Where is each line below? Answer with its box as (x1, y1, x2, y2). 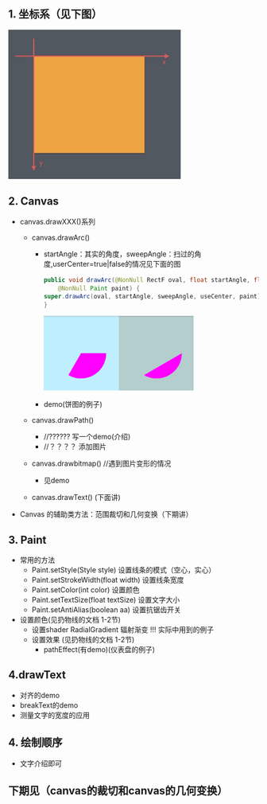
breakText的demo (19, 700, 79, 710)
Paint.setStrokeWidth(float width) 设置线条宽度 (31, 575, 184, 584)
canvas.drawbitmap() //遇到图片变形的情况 (31, 459, 172, 468)
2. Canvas (8, 194, 60, 209)
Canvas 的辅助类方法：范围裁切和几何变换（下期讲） (19, 509, 193, 519)
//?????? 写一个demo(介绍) (43, 432, 131, 442)
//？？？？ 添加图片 (43, 442, 107, 451)
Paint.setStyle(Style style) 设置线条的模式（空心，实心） (31, 564, 216, 575)
